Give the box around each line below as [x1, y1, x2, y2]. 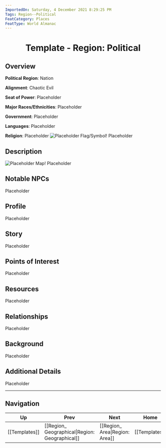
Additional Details [5, 367, 61, 376]
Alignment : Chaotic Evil [5, 85, 54, 91]
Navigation [5, 399, 40, 408]
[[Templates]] [7, 429, 40, 436]
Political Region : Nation [5, 75, 53, 81]
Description [5, 147, 42, 156]
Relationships [5, 312, 48, 321]
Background [5, 340, 43, 348]
